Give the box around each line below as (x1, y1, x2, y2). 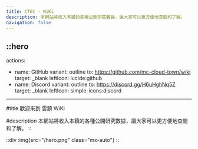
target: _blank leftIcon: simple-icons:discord (14, 87, 122, 94)
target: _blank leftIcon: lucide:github (14, 75, 102, 82)
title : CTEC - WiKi (6, 8, 54, 15)
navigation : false (6, 19, 51, 25)
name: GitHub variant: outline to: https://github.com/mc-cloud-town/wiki (14, 68, 191, 75)
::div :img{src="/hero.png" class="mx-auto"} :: (6, 137, 120, 144)
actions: (6, 57, 25, 64)
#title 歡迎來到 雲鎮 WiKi (6, 105, 65, 112)
